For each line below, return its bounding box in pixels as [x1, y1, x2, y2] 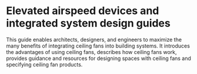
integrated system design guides [6, 16, 171, 30]
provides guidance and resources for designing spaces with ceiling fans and [6, 55, 191, 62]
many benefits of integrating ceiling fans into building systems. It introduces [6, 42, 190, 49]
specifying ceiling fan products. [6, 60, 83, 68]
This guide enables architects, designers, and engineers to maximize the [6, 36, 182, 43]
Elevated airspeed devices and [6, 4, 159, 18]
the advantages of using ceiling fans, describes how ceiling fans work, [6, 48, 178, 55]
